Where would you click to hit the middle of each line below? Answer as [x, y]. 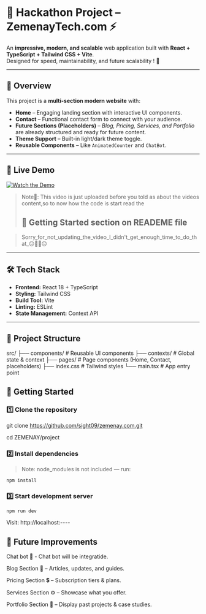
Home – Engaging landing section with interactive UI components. [99, 112]
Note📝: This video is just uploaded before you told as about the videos [110, 197]
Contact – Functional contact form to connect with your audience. [98, 119]
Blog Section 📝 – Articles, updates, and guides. [65, 569]
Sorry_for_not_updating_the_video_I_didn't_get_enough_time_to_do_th [109, 237]
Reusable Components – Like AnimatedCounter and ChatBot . [91, 145]
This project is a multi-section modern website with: [74, 100]
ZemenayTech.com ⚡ [62, 27]
